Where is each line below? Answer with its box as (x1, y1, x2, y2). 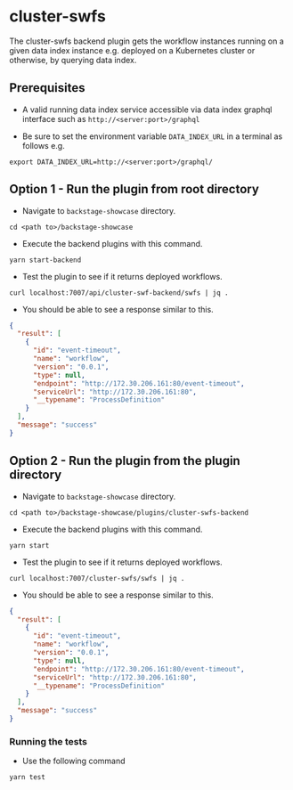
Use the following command (21, 755, 126, 767)
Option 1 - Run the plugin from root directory (9, 182, 260, 197)
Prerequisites (9, 80, 85, 95)
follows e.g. (21, 140, 65, 151)
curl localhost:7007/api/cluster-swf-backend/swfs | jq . (9, 288, 229, 297)
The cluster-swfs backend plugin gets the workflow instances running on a (9, 36, 285, 46)
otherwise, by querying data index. (9, 54, 137, 65)
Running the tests (9, 735, 87, 747)
